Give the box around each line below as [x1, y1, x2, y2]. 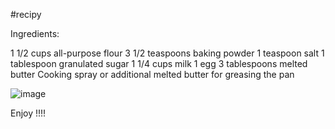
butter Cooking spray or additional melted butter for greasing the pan [10, 69, 295, 80]
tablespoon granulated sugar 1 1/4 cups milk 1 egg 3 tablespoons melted [10, 58, 308, 69]
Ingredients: [10, 28, 60, 39]
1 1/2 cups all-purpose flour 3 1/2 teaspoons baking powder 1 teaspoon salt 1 [10, 47, 325, 59]
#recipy [10, 9, 42, 20]
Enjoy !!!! [10, 107, 47, 119]
